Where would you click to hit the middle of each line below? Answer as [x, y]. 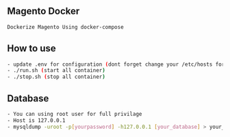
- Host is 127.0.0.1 [37, 120]
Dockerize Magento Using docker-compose [66, 27]
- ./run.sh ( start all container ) [56, 71]
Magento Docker [43, 11]
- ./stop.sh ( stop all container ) [56, 77]
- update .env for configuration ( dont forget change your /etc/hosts [110, 64]
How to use [31, 48]
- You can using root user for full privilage [75, 114]
